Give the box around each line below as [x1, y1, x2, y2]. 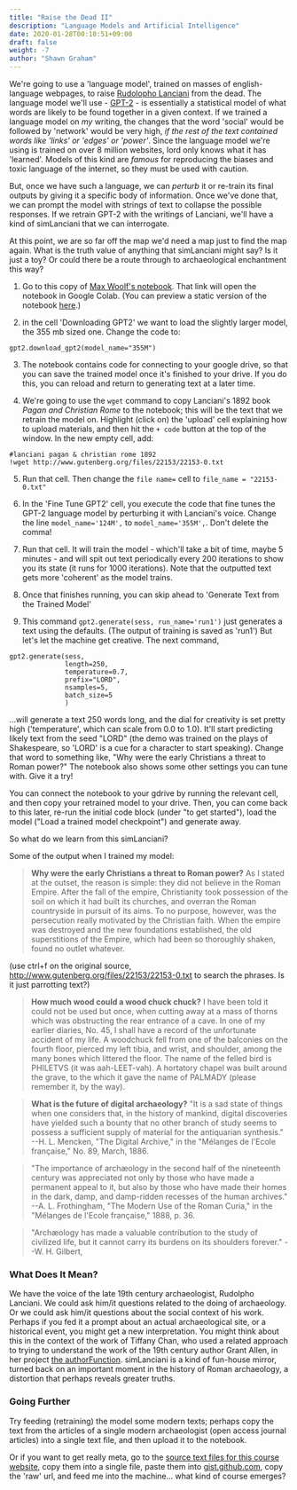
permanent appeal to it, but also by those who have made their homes [30, 1182, 287, 1192]
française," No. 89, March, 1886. [30, 1146, 149, 1156]
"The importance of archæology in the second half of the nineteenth [30, 1163, 281, 1173]
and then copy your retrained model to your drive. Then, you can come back [9, 798, 288, 808]
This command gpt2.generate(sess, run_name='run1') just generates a [21, 616, 283, 627]
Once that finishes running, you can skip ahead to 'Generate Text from [21, 589, 279, 600]
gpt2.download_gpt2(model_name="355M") [9, 343, 157, 352]
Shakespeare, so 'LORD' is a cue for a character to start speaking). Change [9, 743, 284, 753]
